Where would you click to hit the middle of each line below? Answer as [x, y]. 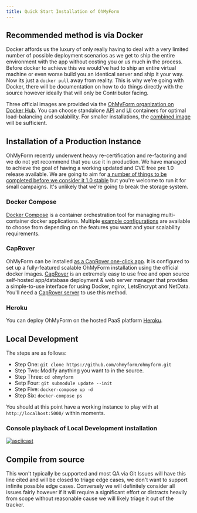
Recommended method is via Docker [75, 35]
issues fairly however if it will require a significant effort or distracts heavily [97, 492]
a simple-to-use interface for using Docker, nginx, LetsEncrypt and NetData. [98, 286]
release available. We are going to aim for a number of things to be [86, 174]
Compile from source [45, 459]
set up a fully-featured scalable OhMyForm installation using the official [92, 267]
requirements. [23, 233]
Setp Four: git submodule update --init [63, 383]
